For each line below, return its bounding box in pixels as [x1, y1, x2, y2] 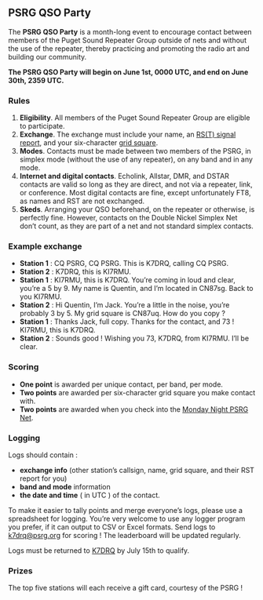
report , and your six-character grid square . [19, 138, 159, 147]
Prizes [8, 565, 33, 576]
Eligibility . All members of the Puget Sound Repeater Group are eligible [19, 113, 250, 122]
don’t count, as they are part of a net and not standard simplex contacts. [19, 221, 254, 231]
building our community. [8, 52, 87, 61]
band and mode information [19, 482, 111, 491]
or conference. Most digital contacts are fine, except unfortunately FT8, [19, 188, 251, 198]
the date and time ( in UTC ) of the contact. [19, 490, 161, 500]
